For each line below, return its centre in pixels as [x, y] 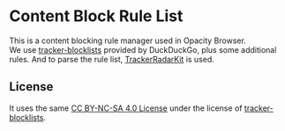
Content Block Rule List [96, 16]
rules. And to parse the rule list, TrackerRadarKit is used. [112, 59]
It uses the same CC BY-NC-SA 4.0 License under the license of [126, 108]
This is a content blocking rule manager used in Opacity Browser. [128, 40]
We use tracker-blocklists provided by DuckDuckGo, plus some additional [143, 49]
